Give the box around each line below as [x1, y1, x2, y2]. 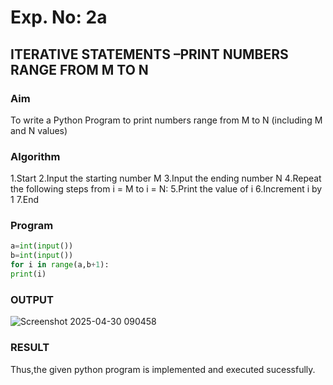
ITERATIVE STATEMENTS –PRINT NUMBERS [10, 46, 289, 63]
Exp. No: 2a [10, 6, 108, 29]
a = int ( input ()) [10, 241, 74, 251]
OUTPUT [10, 292, 54, 306]
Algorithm [10, 149, 61, 163]
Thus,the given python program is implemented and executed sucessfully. [10, 363, 316, 375]
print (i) [10, 269, 47, 280]
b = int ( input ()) [10, 251, 74, 261]
